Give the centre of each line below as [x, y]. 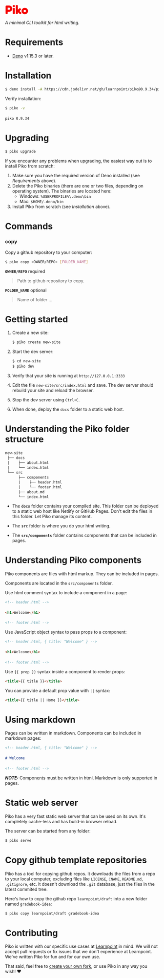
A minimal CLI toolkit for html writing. [42, 22]
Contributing [31, 933]
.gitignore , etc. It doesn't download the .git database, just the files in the [80, 884]
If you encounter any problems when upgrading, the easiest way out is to [79, 161]
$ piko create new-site [36, 342]
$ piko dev [23, 366]
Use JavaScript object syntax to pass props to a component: [66, 632]
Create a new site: [30, 333]
